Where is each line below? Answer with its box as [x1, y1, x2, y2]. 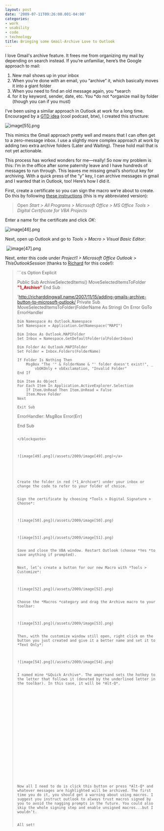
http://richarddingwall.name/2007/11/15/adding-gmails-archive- [19, 293, 147, 299]
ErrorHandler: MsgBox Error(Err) [17, 413, 82, 419]
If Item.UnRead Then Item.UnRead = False [26, 388, 112, 392]
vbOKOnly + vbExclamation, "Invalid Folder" [35, 366, 127, 371]
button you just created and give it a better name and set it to [17, 638, 156, 643]
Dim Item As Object [17, 379, 57, 384]
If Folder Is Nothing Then [17, 357, 72, 363]
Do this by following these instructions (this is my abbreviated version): [5, 193, 148, 198]
